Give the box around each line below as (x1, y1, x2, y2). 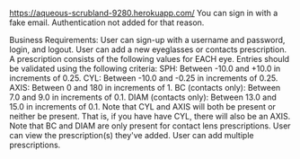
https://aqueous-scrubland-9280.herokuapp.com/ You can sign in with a (9, 8, 278, 18)
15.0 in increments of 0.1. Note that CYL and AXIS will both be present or (9, 102, 277, 111)
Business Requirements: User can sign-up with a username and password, (9, 35, 286, 45)
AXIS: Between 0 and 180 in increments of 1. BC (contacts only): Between (9, 83, 281, 93)
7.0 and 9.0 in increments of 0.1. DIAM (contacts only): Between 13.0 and (9, 92, 277, 102)
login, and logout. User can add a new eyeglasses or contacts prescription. (9, 44, 287, 55)
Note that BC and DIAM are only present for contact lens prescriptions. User (9, 120, 291, 131)
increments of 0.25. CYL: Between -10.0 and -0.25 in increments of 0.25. (9, 73, 278, 84)
